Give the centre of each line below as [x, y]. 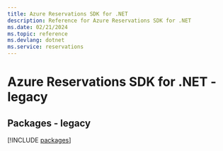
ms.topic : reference [38, 34]
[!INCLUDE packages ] [39, 140]
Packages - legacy [49, 123]
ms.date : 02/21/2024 [38, 27]
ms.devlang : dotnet [36, 40]
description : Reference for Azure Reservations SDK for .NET [99, 21]
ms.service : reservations [45, 47]
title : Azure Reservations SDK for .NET [68, 14]
